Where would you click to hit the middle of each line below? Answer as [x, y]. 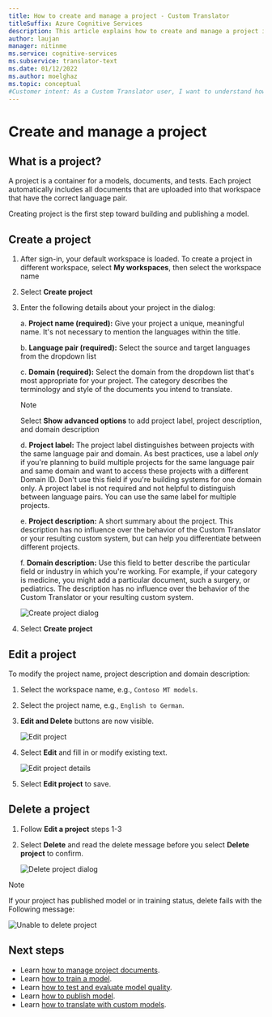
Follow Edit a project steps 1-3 [71, 829]
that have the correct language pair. [68, 198]
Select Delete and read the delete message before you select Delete [134, 844]
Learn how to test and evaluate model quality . [96, 987]
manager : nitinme [38, 46]
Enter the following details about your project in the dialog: [118, 308]
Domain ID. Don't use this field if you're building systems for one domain [140, 480]
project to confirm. [51, 853]
